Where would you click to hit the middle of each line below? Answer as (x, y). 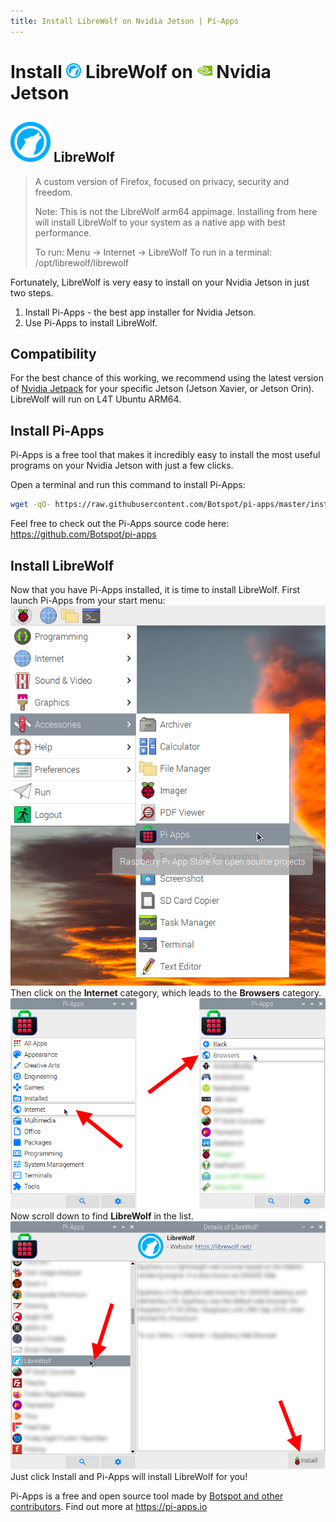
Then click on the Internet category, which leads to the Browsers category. (166, 992)
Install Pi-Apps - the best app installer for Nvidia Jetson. (140, 312)
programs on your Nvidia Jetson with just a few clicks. (122, 466)
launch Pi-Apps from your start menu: (88, 600)
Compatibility (53, 354)
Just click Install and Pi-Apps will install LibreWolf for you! (129, 1476)
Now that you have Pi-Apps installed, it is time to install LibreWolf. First (155, 589)
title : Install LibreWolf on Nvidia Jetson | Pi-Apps (125, 21)
